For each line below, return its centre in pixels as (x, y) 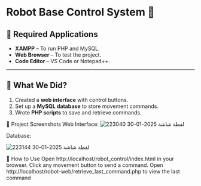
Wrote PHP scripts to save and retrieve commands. (78, 112)
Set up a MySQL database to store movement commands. (86, 106)
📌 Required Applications (52, 34)
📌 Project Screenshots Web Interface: (52, 124)
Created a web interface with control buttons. (71, 100)
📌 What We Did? (37, 86)
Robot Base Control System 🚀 (80, 12)
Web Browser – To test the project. (58, 55)
